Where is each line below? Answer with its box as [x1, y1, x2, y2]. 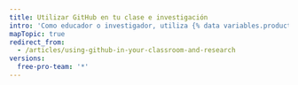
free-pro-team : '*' [17, 63, 90, 72]
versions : [9, 54, 46, 63]
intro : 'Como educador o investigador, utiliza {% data [9, 21, 220, 30]
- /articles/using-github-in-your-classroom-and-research [17, 46, 237, 55]
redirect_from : [9, 37, 66, 47]
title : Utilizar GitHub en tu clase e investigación [9, 12, 208, 22]
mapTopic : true [9, 29, 66, 38]
